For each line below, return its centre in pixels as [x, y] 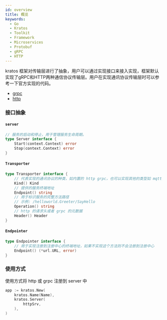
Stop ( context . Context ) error [44, 149]
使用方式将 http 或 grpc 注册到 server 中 [46, 281]
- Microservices [26, 42]
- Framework [22, 38]
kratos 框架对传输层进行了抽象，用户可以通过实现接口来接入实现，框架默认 [82, 71]
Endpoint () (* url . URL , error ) [46, 251]
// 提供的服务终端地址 [34, 188]
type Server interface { [31, 139]
